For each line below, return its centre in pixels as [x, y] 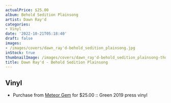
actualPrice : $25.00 [27, 10]
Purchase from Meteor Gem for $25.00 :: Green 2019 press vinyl [80, 95]
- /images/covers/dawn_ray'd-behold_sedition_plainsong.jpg [70, 48]
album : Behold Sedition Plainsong [42, 15]
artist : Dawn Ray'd [26, 19]
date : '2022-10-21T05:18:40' [36, 34]
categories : [18, 24]
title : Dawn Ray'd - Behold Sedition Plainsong [57, 62]
